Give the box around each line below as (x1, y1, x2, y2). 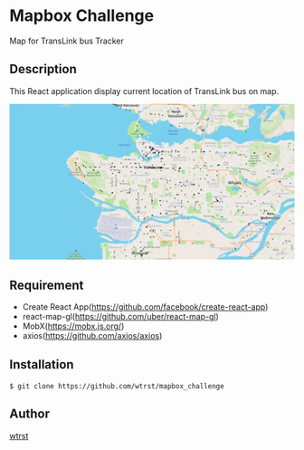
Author (9, 407, 50, 422)
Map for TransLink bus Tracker (9, 35, 124, 46)
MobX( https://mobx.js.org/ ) (22, 321, 125, 331)
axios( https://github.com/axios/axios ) (22, 330, 163, 341)
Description (9, 62, 77, 77)
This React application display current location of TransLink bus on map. (9, 85, 280, 96)
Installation (9, 357, 74, 372)
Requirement (9, 277, 84, 292)
